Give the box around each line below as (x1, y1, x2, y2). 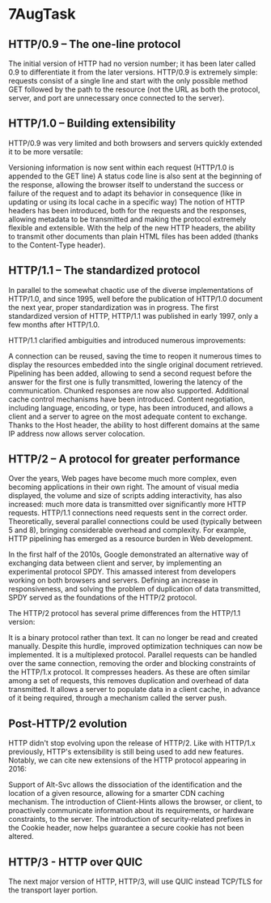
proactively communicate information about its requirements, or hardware (8, 806, 255, 815)
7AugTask (8, 5, 76, 24)
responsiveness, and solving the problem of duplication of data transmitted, (8, 584, 261, 594)
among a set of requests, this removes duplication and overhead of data (8, 676, 249, 686)
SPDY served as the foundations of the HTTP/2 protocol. (8, 593, 197, 603)
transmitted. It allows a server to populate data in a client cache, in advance (8, 685, 260, 694)
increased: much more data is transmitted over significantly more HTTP (8, 500, 247, 510)
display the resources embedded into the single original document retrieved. (8, 359, 263, 369)
